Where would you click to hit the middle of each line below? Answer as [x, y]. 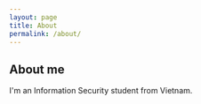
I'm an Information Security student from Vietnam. [101, 91]
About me [37, 69]
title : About [33, 26]
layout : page [33, 17]
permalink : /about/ [45, 33]
